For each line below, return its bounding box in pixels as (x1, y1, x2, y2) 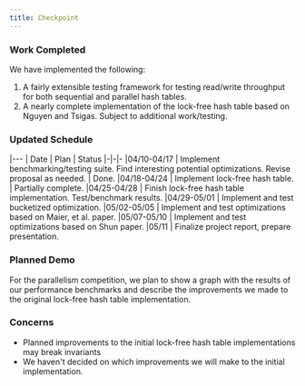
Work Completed (9, 43, 86, 55)
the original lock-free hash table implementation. (9, 293, 192, 304)
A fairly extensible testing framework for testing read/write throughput (22, 81, 286, 92)
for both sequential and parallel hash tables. (22, 91, 188, 102)
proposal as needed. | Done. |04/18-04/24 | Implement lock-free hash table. (9, 173, 294, 184)
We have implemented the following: (9, 64, 146, 74)
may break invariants (22, 346, 102, 357)
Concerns (9, 316, 54, 329)
